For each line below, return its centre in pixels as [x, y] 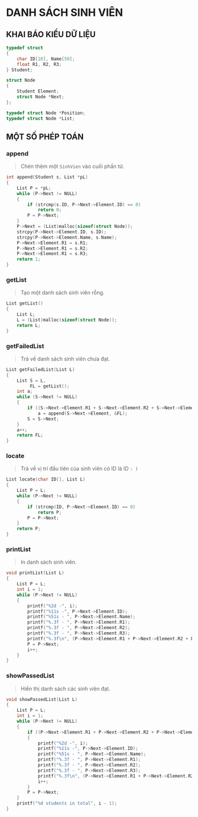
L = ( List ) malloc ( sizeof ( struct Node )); [67, 320]
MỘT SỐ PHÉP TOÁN [45, 136]
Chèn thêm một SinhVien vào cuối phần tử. [72, 166]
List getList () [25, 303]
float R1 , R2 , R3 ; [39, 64]
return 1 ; [29, 259]
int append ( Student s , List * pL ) [47, 177]
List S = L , [31, 381]
